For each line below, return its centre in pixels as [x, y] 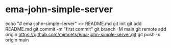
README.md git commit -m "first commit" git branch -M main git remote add [86, 29]
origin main [17, 40]
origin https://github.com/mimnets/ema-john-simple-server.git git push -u [83, 34]
